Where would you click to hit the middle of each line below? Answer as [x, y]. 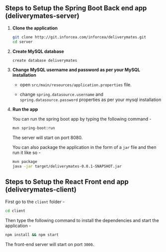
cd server [23, 42]
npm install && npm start [32, 235]
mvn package [25, 162]
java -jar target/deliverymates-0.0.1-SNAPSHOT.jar [67, 166]
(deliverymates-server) [42, 16]
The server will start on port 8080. [47, 138]
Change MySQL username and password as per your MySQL [76, 70]
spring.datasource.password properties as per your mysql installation [90, 100]
